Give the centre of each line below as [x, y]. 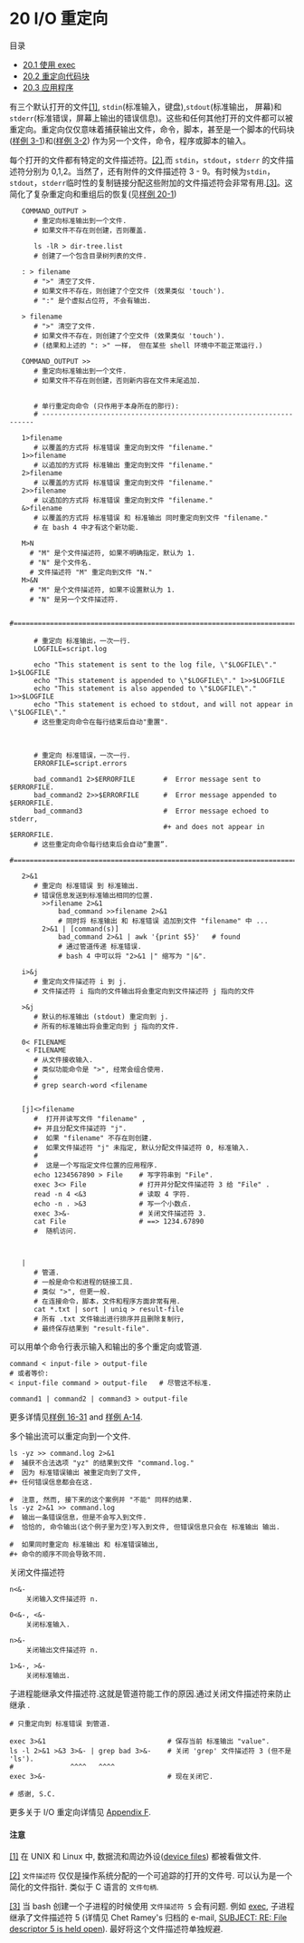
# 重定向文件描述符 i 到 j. [80, 981]
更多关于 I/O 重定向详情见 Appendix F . [80, 1811]
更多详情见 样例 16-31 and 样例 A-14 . [76, 1417]
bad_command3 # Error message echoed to [151, 811]
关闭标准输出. [48, 1675]
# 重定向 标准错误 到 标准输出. [86, 885]
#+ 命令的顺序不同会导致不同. [58, 1554]
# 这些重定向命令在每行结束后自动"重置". [101, 722]
